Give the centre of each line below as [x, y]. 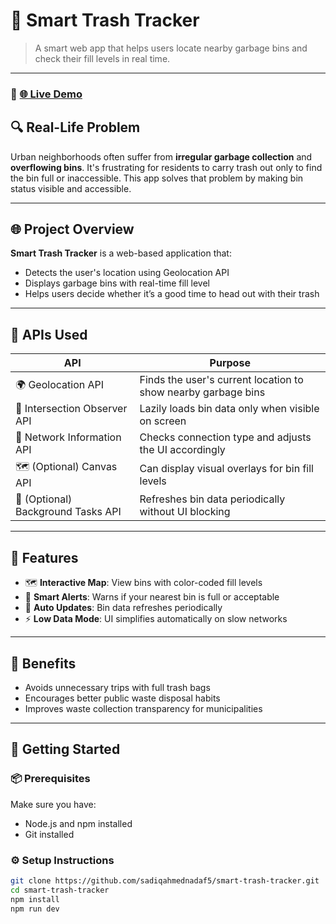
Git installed [49, 834]
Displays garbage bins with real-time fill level [117, 283]
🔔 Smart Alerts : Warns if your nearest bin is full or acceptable [152, 597]
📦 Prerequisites [50, 779]
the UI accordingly [182, 450]
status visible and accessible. [71, 188]
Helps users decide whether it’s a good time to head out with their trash [172, 294]
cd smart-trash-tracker [60, 890]
